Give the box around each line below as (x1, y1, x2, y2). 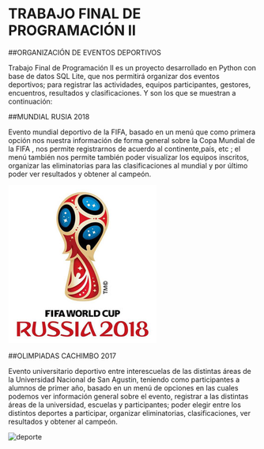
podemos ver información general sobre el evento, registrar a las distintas (8, 391, 249, 401)
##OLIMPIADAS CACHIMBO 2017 (8, 351, 117, 360)
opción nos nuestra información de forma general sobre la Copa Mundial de (8, 135, 255, 145)
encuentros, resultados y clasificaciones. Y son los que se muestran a (8, 88, 236, 97)
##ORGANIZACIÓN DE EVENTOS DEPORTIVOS (8, 47, 162, 57)
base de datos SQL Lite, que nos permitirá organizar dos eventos (8, 71, 220, 81)
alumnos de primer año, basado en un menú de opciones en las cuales (8, 383, 239, 392)
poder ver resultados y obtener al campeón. (8, 169, 152, 179)
